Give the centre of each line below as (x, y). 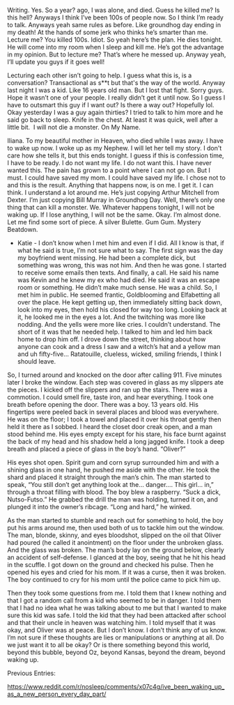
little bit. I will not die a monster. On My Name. (74, 127)
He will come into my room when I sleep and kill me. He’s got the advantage (116, 47)
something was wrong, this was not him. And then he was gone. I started (122, 265)
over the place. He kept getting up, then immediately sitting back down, (120, 302)
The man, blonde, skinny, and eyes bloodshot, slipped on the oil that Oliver (114, 535)
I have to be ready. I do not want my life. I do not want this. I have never (110, 163)
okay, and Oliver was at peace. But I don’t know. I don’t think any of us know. (117, 630)
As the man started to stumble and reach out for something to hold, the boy (115, 520)
